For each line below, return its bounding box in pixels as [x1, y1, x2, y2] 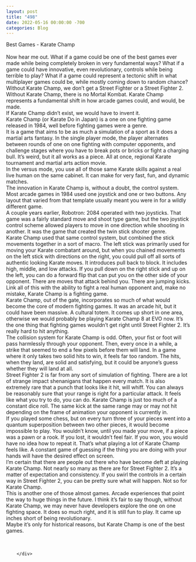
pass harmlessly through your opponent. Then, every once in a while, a [6, 340, 178, 347]
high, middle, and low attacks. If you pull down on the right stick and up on [6, 265, 186, 273]
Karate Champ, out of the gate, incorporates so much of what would [6, 297, 171, 304]
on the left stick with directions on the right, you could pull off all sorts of [6, 253, 181, 260]
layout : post [6, 8, 38, 15]
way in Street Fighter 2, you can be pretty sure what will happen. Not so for [6, 478, 187, 485]
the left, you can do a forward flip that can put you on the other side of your [6, 272, 188, 279]
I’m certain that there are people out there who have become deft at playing [6, 459, 188, 466]
